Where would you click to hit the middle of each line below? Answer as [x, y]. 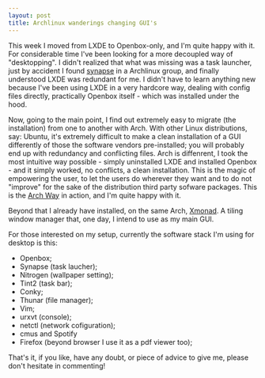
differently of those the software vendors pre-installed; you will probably [127, 145]
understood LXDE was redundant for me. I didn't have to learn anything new [132, 79]
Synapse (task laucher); [59, 266]
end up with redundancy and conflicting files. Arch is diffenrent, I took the [128, 153]
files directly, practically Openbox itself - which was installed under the [124, 96]
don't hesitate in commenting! [57, 365]
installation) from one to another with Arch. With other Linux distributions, [128, 128]
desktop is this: [33, 243]
